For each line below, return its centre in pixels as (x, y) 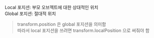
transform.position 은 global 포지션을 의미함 (62, 24)
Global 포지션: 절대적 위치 (30, 13)
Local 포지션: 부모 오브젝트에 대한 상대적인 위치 (52, 7)
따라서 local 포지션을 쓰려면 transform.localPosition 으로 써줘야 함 (83, 30)
